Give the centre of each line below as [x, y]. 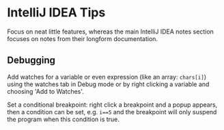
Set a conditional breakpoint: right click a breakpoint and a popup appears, [112, 105]
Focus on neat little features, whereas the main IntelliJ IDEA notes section [110, 31]
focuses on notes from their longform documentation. [83, 38]
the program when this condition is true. [63, 119]
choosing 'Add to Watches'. [45, 91]
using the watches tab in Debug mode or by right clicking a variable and [108, 84]
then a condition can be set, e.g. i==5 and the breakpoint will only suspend [112, 112]
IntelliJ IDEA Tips [56, 13]
